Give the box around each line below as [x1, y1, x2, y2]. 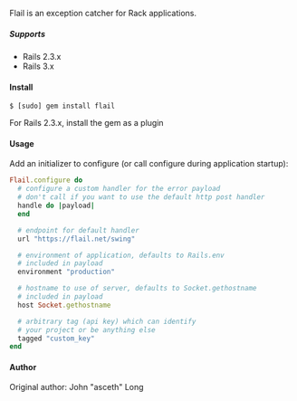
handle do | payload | [17, 201, 95, 210]
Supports [9, 28, 45, 39]
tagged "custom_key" [17, 334, 95, 343]
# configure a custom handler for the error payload [17, 185, 221, 194]
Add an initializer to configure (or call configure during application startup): [9, 158, 289, 169]
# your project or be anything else [17, 325, 156, 334]
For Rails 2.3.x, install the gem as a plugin [9, 118, 165, 129]
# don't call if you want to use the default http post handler [17, 193, 265, 202]
